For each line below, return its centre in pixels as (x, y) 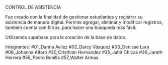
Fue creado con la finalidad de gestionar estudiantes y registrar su (74, 17)
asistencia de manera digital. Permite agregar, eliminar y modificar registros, (84, 22)
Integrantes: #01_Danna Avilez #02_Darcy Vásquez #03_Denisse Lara (77, 47)
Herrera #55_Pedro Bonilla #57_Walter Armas (52, 57)
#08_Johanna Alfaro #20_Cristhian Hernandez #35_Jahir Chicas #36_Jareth (84, 52)
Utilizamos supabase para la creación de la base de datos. (66, 37)
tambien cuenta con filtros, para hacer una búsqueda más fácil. (71, 27)
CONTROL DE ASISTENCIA (33, 7)
